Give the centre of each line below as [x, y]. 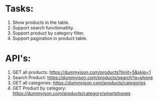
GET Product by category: [39, 88]
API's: [18, 58]
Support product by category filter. [48, 33]
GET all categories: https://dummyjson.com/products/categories [79, 83]
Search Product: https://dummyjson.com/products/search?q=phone [83, 77]
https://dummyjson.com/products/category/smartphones [71, 93]
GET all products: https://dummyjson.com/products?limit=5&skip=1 [82, 72]
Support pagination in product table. [50, 38]
